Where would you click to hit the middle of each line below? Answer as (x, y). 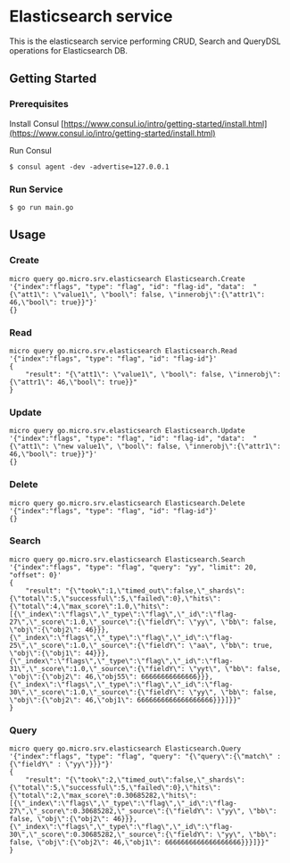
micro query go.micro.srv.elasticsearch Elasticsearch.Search (127, 560)
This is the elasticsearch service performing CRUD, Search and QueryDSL (145, 41)
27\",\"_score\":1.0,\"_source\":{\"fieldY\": (97, 622)
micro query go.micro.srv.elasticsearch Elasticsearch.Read (124, 351)
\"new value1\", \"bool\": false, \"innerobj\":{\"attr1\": (167, 447)
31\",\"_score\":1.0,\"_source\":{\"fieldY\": (97, 668)
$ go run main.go (41, 207)
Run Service (36, 189)
